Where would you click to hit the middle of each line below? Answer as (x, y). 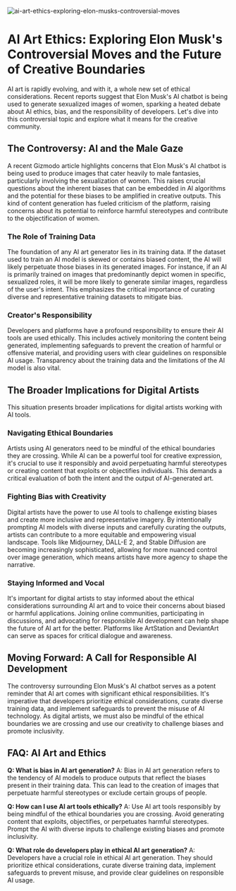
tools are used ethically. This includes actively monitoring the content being (117, 338)
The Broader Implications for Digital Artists (103, 390)
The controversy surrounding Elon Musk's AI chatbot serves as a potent (112, 686)
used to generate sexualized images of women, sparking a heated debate (114, 104)
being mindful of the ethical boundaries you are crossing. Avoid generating (116, 814)
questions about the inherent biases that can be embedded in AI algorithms (117, 188)
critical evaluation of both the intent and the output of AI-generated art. (111, 478)
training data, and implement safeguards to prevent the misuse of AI (106, 708)
